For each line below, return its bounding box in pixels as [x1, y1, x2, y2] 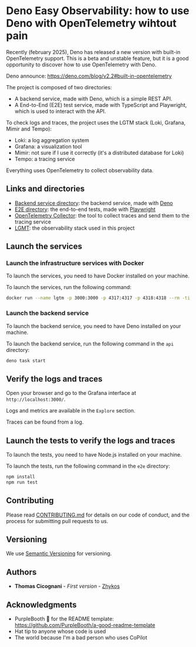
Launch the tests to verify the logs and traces [6, 435, 175, 445]
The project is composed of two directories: [6, 83, 113, 90]
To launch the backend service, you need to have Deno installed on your [6, 322, 181, 330]
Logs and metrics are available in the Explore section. [6, 407, 136, 414]
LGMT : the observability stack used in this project [14, 224, 135, 232]
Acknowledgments [6, 599, 77, 609]
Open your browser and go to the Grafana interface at [6, 390, 136, 397]
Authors [6, 567, 37, 577]
